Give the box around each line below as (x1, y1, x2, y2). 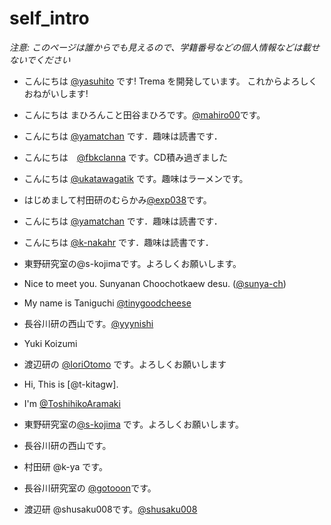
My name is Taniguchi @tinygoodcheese (23, 297, 192, 309)
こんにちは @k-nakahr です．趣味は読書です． (23, 236, 214, 248)
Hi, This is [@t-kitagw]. (23, 378, 119, 390)
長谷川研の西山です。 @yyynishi (23, 317, 154, 329)
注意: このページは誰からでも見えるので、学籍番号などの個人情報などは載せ (9, 41, 321, 53)
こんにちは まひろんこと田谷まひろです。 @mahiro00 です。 (23, 108, 266, 121)
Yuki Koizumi (23, 337, 78, 349)
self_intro (9, 7, 90, 30)
